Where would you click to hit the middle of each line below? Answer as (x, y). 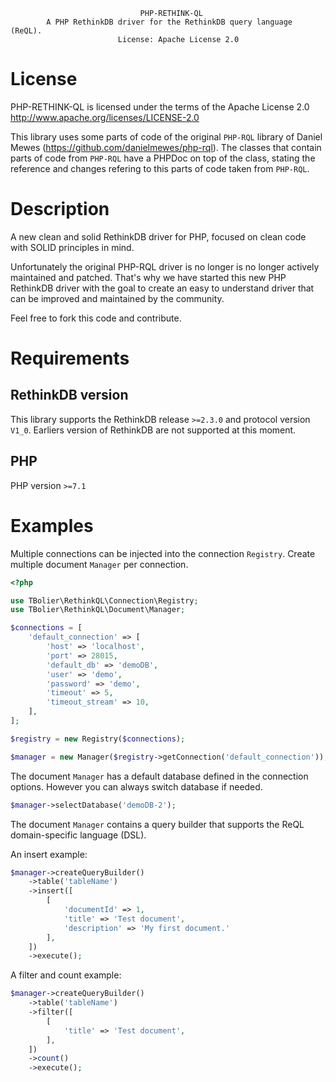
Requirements (70, 358)
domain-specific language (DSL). (78, 835)
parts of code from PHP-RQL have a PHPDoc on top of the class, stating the (163, 158)
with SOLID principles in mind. (72, 247)
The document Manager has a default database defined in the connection (159, 776)
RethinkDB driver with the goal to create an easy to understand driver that (162, 288)
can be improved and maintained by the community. (117, 298)
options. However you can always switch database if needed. (136, 786)
